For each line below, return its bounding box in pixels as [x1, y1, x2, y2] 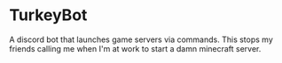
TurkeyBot [9, 5, 88, 25]
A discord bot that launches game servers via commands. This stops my [9, 34, 273, 45]
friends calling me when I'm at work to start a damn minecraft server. [9, 43, 262, 53]
